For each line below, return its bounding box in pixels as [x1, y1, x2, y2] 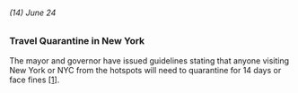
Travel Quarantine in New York [9, 35, 145, 47]
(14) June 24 [9, 7, 57, 18]
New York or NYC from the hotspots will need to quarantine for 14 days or [9, 64, 282, 75]
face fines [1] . [9, 74, 60, 85]
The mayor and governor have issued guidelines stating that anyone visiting [9, 55, 290, 66]
